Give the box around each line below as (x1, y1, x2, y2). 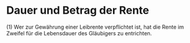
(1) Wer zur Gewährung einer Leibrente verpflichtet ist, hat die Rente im (6, 23, 184, 30)
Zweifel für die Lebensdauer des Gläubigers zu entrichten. (6, 29, 152, 36)
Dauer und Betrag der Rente (6, 4, 150, 17)
